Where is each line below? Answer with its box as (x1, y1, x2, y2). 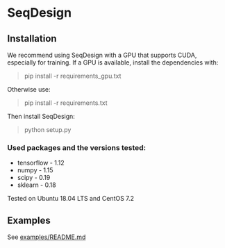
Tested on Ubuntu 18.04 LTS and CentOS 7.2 (7, 195, 134, 203)
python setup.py (24, 126, 72, 133)
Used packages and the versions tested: (7, 142, 147, 152)
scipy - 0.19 (17, 174, 51, 182)
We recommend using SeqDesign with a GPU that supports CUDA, (7, 51, 197, 59)
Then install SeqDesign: (7, 113, 75, 120)
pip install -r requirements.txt (24, 99, 108, 107)
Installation (7, 33, 57, 44)
